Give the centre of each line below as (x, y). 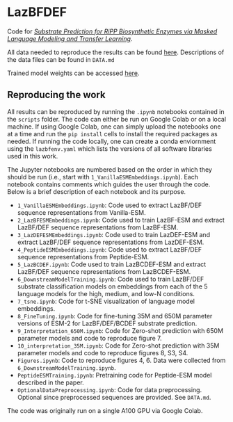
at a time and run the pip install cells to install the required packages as (112, 133)
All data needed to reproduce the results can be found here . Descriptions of (116, 52)
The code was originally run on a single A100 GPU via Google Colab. (105, 410)
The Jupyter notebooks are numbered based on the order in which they (110, 169)
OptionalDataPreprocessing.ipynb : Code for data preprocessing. (110, 389)
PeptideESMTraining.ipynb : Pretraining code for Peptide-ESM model (114, 375)
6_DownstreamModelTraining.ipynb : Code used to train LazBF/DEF (111, 279)
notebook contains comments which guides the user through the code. (109, 184)
